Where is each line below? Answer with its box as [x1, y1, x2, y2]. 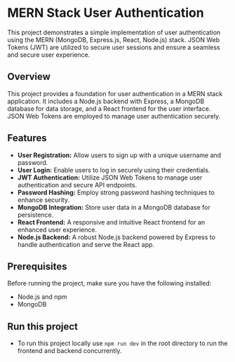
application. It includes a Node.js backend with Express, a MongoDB [7, 97, 205, 105]
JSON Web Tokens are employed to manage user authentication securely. [7, 112, 221, 120]
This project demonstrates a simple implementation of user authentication [7, 28, 221, 36]
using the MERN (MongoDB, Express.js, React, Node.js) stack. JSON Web [7, 35, 220, 43]
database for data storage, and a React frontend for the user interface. [7, 104, 211, 113]
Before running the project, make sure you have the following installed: [7, 279, 212, 288]
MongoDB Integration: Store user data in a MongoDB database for [17, 203, 210, 211]
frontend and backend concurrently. [17, 347, 122, 355]
